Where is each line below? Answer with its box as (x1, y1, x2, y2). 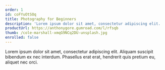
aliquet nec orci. (5, 59, 38, 65)
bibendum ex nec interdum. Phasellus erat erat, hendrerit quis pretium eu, (5, 54, 156, 60)
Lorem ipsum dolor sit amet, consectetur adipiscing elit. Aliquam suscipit (5, 48, 154, 55)
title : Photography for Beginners (5, 16, 77, 21)
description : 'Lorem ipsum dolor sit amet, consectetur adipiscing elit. (5, 21, 161, 26)
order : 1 (5, 7, 23, 12)
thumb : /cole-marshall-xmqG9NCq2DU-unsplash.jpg (5, 30, 108, 35)
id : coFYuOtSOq (5, 12, 37, 17)
